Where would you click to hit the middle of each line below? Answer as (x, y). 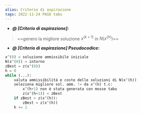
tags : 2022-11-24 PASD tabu (34, 14)
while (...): (18, 75)
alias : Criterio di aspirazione (38, 10)
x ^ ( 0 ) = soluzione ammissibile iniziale (47, 57)
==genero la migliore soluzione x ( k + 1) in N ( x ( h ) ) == (68, 38)
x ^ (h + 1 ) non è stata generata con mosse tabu (70, 89)
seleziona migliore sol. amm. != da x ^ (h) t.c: (63, 85)
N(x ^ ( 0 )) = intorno (25, 62)
